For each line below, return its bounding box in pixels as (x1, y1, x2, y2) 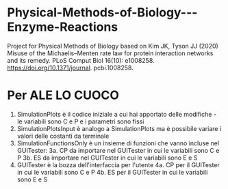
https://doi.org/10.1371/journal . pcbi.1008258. (7, 63, 134, 72)
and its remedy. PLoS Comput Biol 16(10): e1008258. (7, 56, 155, 64)
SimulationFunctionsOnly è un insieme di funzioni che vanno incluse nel (16, 139, 220, 147)
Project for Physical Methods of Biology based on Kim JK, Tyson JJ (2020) (7, 42, 219, 50)
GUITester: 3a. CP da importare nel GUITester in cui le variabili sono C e (16, 146, 220, 154)
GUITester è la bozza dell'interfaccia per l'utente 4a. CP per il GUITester (16, 160, 220, 169)
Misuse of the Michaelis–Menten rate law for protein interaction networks (7, 49, 214, 57)
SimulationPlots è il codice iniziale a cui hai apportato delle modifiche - (16, 110, 217, 118)
